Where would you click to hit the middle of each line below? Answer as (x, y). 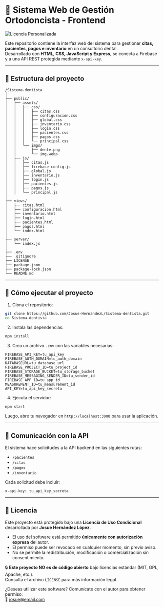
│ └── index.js (23, 243)
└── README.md (20, 273)
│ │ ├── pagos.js (27, 188)
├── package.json (23, 265)
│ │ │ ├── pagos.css (32, 137)
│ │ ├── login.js (27, 179)
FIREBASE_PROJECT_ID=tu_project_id (41, 368)
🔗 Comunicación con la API (47, 436)
